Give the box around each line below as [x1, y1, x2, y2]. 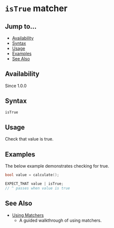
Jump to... [5, 22, 37, 31]
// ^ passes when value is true [5, 186, 70, 191]
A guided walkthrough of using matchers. [19, 217, 102, 223]
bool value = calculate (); [5, 173, 59, 177]
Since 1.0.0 [5, 83, 27, 88]
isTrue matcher [5, 3, 68, 14]
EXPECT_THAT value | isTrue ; [5, 181, 64, 186]
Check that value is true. [5, 136, 54, 142]
